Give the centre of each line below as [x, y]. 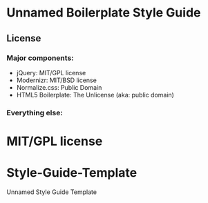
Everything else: [35, 113]
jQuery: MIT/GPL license [51, 72]
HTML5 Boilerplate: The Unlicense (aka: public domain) [95, 95]
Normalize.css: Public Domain [59, 87]
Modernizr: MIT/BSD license [57, 80]
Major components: [40, 58]
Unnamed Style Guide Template [52, 192]
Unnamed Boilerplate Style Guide [104, 13]
